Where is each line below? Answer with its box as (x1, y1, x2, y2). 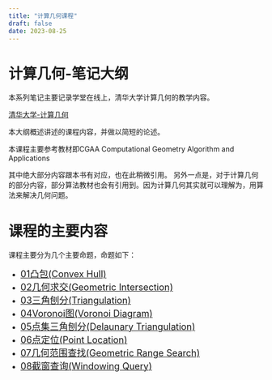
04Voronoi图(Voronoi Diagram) (19, 308, 153, 320)
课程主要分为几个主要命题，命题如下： (8, 250, 136, 260)
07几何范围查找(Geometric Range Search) (19, 348, 201, 359)
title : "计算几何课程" (8, 11, 78, 20)
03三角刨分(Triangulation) (19, 295, 131, 306)
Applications (8, 153, 50, 163)
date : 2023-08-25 (8, 27, 67, 35)
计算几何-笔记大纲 (8, 64, 130, 83)
